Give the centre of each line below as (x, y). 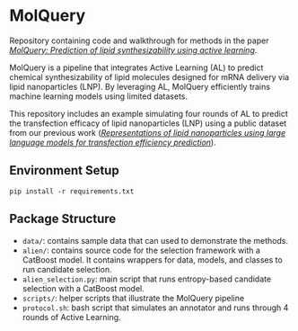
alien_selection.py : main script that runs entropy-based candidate (147, 279)
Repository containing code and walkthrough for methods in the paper (139, 40)
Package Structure (63, 219)
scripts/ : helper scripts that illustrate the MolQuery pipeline (133, 298)
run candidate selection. (67, 269)
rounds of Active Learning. (71, 317)
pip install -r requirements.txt (72, 191)
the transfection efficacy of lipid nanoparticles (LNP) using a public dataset (148, 123)
